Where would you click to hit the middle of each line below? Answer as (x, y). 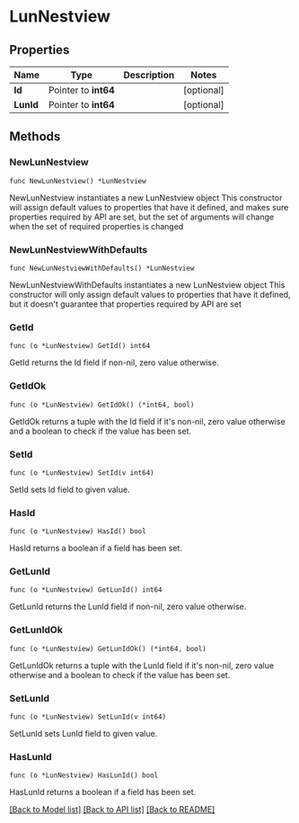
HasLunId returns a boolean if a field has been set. (103, 792)
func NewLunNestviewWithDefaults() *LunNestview (102, 268)
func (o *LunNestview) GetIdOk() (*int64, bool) (102, 405)
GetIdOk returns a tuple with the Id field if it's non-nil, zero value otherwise (147, 421)
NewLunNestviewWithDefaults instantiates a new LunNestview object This (147, 284)
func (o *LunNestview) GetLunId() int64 (86, 590)
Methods (35, 137)
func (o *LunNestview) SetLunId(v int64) (88, 717)
